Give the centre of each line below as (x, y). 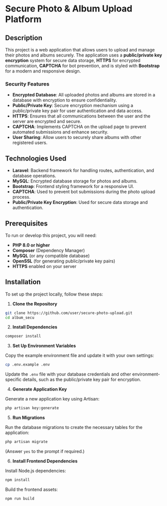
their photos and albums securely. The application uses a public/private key (84, 55)
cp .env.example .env (28, 365)
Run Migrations (29, 417)
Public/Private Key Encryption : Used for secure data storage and (80, 202)
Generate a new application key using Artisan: (52, 399)
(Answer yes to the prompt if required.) (45, 451)
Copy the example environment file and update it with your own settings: (80, 355)
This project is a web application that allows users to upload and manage (80, 50)
